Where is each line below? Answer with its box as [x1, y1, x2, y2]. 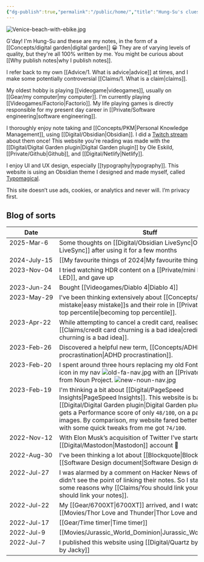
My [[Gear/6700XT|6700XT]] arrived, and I [59, 501, 184, 510]
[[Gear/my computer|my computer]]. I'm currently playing [6, 93, 151, 100]
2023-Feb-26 [9, 344, 52, 352]
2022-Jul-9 [9, 529, 46, 537]
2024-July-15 [9, 256, 53, 265]
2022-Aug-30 [9, 451, 53, 459]
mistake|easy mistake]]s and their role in [59, 301, 175, 310]
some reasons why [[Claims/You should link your [59, 484, 199, 492]
